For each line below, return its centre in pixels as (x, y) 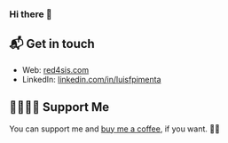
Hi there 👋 (31, 14)
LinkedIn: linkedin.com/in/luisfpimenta (91, 79)
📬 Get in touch (52, 44)
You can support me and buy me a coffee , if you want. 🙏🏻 (114, 129)
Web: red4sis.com (55, 69)
